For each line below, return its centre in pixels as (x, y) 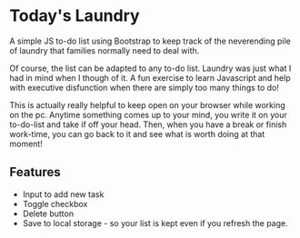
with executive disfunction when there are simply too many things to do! (145, 87)
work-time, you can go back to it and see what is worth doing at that (137, 134)
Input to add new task (63, 194)
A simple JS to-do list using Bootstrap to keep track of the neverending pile (150, 41)
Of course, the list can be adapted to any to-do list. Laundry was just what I (150, 68)
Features (35, 172)
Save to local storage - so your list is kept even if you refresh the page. (155, 223)
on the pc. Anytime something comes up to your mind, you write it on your (149, 114)
